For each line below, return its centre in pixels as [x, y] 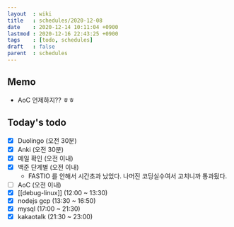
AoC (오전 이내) [39, 185]
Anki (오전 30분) [40, 149]
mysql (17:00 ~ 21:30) [49, 209]
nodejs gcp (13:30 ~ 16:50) [57, 200]
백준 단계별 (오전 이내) [48, 167]
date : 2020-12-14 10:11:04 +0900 [63, 27]
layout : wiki [30, 14]
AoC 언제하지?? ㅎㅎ [46, 100]
